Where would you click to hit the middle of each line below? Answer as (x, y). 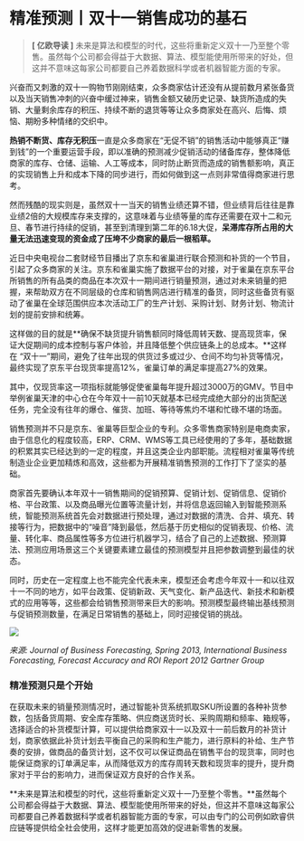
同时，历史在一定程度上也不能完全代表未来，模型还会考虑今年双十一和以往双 (152, 580)
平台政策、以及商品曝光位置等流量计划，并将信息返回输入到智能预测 (152, 504)
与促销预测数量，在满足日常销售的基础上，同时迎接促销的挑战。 (128, 614)
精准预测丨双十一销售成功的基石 (128, 19)
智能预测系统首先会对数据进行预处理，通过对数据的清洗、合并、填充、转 (160, 515)
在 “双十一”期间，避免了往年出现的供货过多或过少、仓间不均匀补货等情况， (149, 356)
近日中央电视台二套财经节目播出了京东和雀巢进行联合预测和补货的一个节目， (152, 258)
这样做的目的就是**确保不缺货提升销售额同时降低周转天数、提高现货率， (144, 333)
